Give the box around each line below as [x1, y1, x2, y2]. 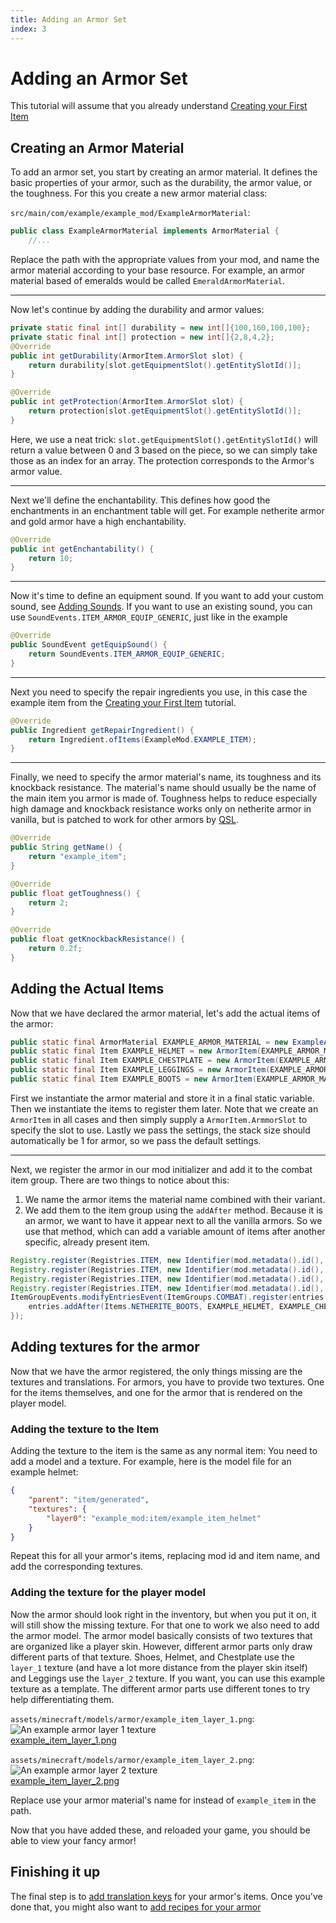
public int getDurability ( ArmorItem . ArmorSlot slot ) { [10, 351, 244, 361]
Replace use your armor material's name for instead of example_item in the [10, 1794, 317, 1806]
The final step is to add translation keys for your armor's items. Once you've [10, 1890, 323, 1902]
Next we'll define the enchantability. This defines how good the [10, 494, 271, 506]
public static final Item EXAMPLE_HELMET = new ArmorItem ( [10, 1046, 262, 1056]
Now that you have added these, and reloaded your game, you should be [10, 1824, 311, 1836]
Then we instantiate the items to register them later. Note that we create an [10, 1102, 319, 1115]
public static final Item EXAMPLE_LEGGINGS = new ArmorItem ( [10, 1065, 271, 1075]
